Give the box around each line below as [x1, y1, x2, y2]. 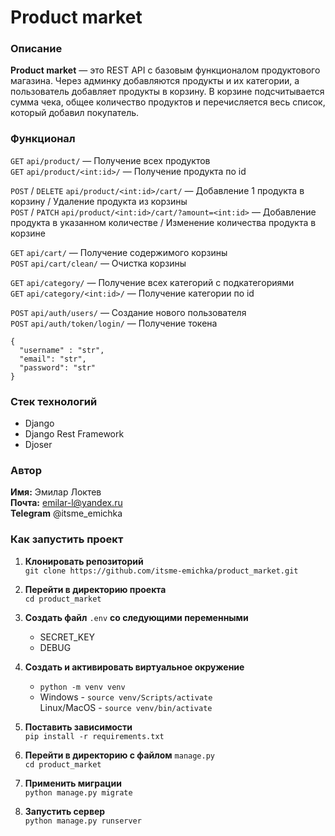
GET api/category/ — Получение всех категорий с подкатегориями [10, 276, 295, 288]
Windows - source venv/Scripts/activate [39, 691, 213, 703]
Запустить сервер [24, 805, 106, 817]
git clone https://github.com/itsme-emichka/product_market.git [24, 566, 299, 576]
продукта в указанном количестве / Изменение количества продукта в [10, 216, 317, 228]
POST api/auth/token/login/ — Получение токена [10, 317, 218, 329]
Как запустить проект [10, 532, 124, 546]
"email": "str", [19, 354, 87, 364]
